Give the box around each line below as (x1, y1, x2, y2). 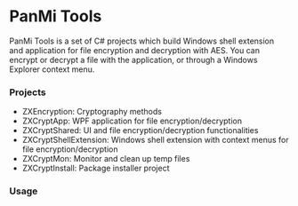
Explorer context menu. (9, 64, 95, 75)
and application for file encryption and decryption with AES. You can (9, 44, 261, 55)
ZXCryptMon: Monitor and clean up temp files (21, 154, 190, 164)
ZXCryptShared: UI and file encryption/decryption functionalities (21, 125, 259, 136)
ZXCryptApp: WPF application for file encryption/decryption (21, 115, 243, 126)
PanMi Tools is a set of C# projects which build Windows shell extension (9, 36, 275, 46)
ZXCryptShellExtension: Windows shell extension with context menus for (21, 135, 289, 146)
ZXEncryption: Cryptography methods (21, 107, 163, 117)
